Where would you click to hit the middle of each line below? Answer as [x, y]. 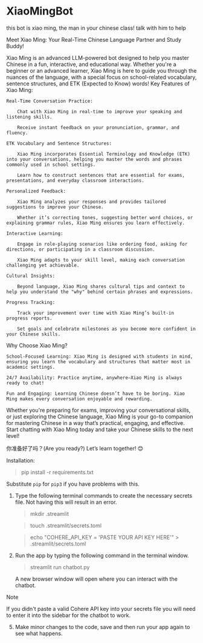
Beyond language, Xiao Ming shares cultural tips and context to [101, 286]
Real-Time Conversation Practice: [50, 101]
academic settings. [31, 367]
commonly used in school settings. [51, 165]
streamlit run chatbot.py [60, 567]
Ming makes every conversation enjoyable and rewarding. [79, 399]
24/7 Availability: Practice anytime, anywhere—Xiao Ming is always [94, 378]
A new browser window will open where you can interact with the [96, 579]
